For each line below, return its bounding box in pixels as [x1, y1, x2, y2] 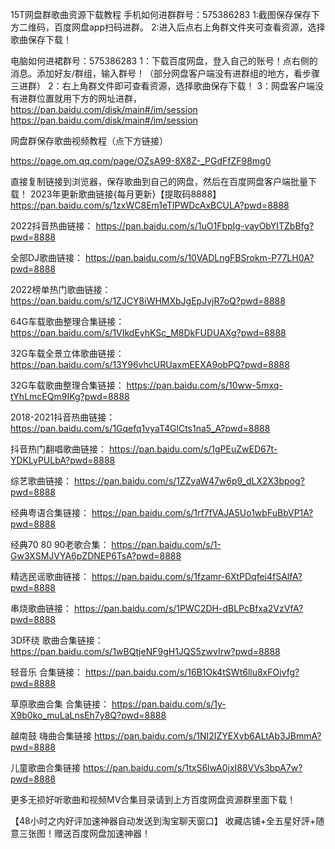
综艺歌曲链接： [10, 475, 72, 487]
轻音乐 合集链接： [10, 666, 83, 678]
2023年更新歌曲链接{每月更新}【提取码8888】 [29, 188, 222, 200]
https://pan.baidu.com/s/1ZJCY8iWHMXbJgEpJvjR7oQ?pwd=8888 [10, 295, 286, 307]
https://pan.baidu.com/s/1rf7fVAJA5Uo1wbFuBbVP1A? [91, 507, 314, 518]
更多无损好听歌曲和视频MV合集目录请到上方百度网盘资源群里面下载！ [10, 794, 297, 805]
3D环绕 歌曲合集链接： [10, 634, 104, 646]
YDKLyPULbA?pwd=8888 [10, 454, 116, 466]
